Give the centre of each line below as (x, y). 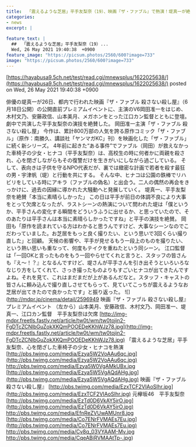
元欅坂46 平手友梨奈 (158, 394)
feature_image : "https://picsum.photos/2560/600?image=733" (81, 55)
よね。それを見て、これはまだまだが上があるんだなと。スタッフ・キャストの (98, 277)
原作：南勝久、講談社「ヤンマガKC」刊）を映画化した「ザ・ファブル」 (104, 138)
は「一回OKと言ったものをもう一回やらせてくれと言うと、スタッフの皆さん (96, 255)
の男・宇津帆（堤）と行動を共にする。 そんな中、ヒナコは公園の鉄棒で (91, 175)
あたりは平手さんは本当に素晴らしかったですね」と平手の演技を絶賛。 (95, 219)
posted (178, 83)
